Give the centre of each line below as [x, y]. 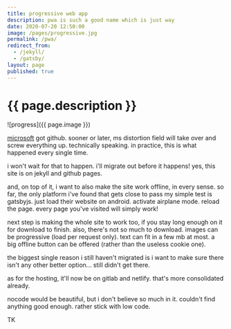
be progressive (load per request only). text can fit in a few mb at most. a [111, 237]
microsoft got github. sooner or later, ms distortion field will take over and [112, 138]
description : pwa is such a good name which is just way [91, 20]
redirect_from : [29, 46]
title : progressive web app [48, 13]
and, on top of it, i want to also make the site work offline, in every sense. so [115, 187]
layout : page [26, 65]
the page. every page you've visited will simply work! [83, 209]
